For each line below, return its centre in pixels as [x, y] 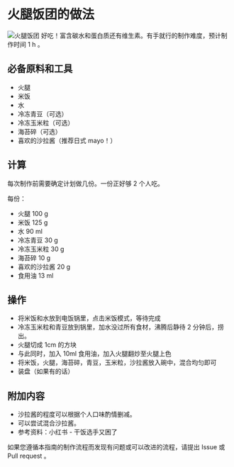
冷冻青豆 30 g [38, 240]
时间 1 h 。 [28, 44]
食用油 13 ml [35, 275]
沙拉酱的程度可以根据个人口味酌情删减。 [77, 415]
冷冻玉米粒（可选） [46, 123]
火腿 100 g [33, 213]
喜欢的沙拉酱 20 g [44, 266]
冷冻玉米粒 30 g [41, 249]
